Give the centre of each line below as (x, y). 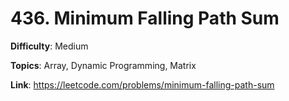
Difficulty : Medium (49, 46)
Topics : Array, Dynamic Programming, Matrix (103, 65)
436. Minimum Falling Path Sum (145, 18)
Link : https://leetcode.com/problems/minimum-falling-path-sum (142, 84)
